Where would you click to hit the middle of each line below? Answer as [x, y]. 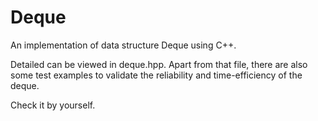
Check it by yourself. [53, 105]
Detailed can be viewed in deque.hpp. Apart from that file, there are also [159, 64]
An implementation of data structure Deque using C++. [123, 45]
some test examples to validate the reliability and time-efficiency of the [156, 75]
